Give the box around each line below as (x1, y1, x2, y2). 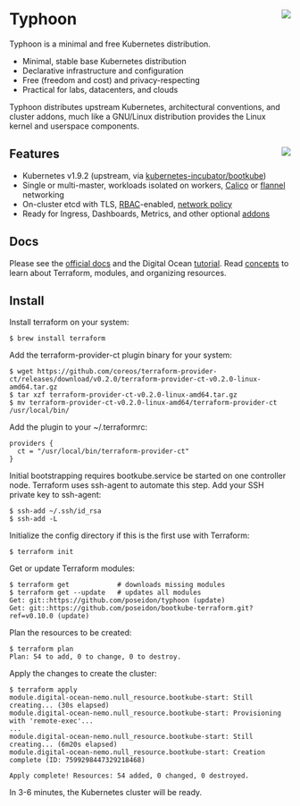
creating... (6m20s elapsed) (9, 740, 118, 750)
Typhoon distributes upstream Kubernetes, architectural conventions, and (9, 101, 281, 112)
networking (21, 189, 65, 200)
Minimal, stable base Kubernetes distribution (21, 55, 187, 66)
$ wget (9, 367, 34, 376)
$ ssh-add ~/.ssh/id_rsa (9, 507, 102, 516)
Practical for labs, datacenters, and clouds (21, 84, 179, 95)
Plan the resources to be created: (9, 627, 132, 638)
